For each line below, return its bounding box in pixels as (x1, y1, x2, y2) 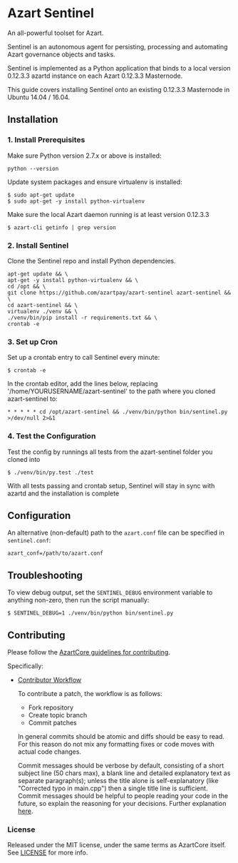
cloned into (7, 455, 41, 463)
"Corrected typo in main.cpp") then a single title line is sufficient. (17, 784, 208, 792)
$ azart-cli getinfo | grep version (7, 223, 116, 231)
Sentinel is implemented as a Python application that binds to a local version (7, 64, 231, 72)
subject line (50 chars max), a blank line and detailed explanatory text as (17, 769, 231, 777)
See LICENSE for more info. (7, 848, 88, 857)
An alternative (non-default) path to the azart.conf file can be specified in (7, 528, 224, 537)
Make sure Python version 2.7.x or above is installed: (7, 151, 162, 160)
